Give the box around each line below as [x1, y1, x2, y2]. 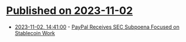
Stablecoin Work [14, 29, 56, 36]
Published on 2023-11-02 [6, 4, 133, 17]
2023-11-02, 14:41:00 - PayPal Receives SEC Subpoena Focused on [14, 23, 180, 30]
